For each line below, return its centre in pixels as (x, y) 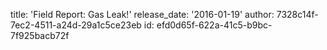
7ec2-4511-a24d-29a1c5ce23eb (76, 25)
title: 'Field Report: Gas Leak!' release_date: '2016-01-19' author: (142, 14)
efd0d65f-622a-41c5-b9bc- (214, 25)
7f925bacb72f (40, 35)
